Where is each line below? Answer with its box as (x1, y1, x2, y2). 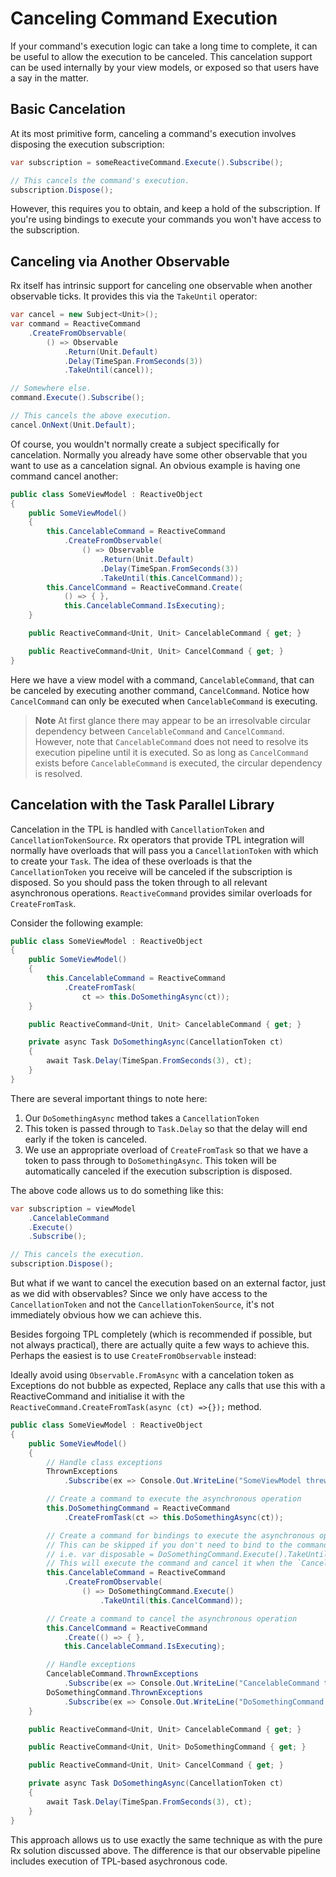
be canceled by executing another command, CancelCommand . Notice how (10, 684, 310, 696)
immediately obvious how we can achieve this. (10, 1309, 202, 1321)
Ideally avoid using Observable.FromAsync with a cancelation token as (10, 1369, 295, 1381)
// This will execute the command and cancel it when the (46, 1558, 293, 1569)
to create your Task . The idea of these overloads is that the (10, 855, 253, 867)
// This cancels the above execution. (10, 411, 172, 421)
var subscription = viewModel (10, 1203, 137, 1214)
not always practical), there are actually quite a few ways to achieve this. (10, 1339, 310, 1351)
